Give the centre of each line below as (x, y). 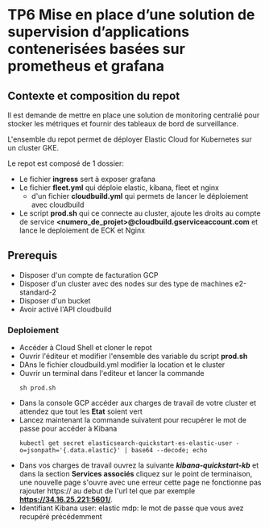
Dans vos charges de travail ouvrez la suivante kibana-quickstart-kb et (139, 465)
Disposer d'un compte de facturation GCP (89, 274)
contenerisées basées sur (97, 49)
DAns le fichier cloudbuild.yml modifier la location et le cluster (122, 365)
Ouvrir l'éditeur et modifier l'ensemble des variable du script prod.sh (133, 357)
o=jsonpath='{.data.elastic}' (70, 451)
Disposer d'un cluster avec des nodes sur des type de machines (126, 283)
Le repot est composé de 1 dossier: (66, 163)
